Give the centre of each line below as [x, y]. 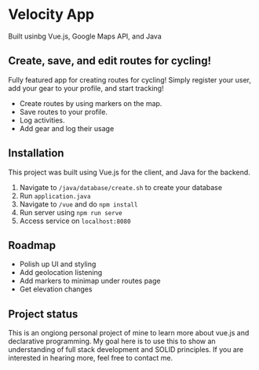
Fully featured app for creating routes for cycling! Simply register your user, [130, 79]
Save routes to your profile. [64, 112]
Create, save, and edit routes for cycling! [110, 61]
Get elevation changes [56, 289]
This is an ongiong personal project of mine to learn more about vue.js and [129, 333]
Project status [43, 314]
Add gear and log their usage [67, 128]
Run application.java [55, 196]
